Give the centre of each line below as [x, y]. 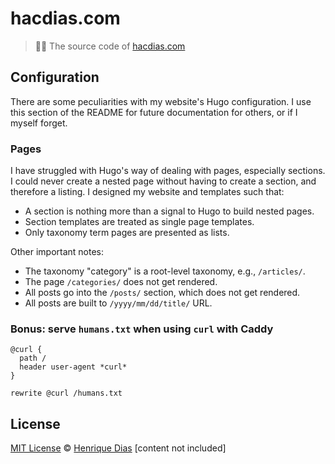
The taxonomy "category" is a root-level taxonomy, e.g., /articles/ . [165, 271]
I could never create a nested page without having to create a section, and [163, 181]
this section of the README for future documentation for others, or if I [154, 112]
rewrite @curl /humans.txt [66, 393]
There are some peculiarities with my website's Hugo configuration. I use [161, 101]
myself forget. [39, 123]
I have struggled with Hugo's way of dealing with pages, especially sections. [168, 171]
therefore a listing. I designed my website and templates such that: [147, 192]
